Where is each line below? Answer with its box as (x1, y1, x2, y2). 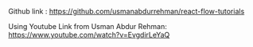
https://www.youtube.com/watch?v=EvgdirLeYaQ (8, 31, 170, 39)
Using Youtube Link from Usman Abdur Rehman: (8, 22, 167, 31)
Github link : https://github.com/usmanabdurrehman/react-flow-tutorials (8, 7, 245, 16)
